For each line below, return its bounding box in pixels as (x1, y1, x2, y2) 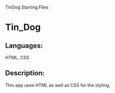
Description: (5, 69, 45, 78)
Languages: (5, 41, 43, 50)
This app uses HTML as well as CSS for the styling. (5, 82, 110, 88)
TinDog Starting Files (5, 4, 49, 10)
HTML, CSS (5, 55, 29, 60)
